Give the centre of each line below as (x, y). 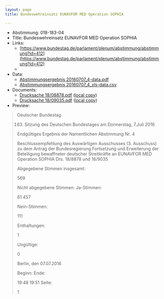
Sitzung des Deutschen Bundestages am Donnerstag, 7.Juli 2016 (90, 124)
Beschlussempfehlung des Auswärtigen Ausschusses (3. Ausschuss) (87, 143)
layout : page (18, 10)
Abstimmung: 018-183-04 (38, 32)
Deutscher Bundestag (39, 115)
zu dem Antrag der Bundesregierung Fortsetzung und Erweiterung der (88, 149)
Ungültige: (27, 244)
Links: (18, 43)
